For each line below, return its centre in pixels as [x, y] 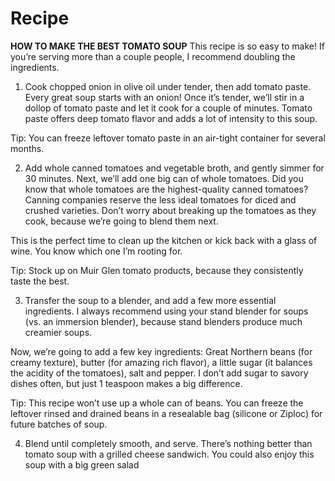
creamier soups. [58, 332]
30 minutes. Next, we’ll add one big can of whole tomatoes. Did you [164, 178]
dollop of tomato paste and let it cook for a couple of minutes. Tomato [168, 108]
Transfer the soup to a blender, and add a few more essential [150, 300]
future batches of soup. [59, 424]
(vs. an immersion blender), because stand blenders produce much [163, 321]
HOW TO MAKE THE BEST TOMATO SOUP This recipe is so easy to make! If [167, 46]
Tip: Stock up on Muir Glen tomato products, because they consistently [157, 270]
